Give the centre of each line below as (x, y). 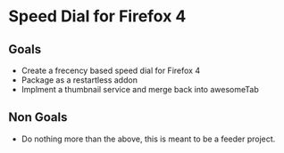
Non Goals (38, 117)
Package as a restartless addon (79, 80)
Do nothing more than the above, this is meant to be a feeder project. (148, 139)
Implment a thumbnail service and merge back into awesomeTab (140, 89)
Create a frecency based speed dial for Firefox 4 (111, 70)
